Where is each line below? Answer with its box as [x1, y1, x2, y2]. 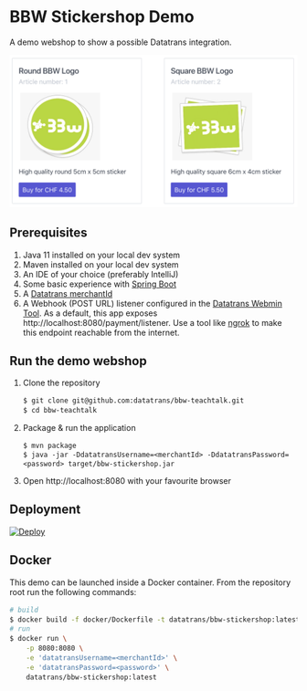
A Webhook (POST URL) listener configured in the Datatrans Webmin [22, 298, 283, 309]
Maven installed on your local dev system [22, 258, 180, 270]
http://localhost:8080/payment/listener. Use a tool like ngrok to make [22, 317, 282, 328]
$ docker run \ [9, 634, 68, 644]
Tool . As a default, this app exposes [22, 308, 158, 319]
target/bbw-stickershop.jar [68, 459, 175, 469]
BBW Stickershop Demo [9, 6, 195, 27]
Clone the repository [22, 377, 101, 389]
